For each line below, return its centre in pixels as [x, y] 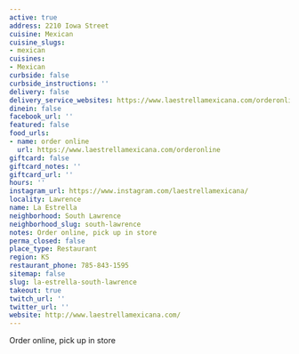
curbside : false [39, 76]
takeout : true [36, 290]
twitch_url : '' [37, 299]
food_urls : [29, 133]
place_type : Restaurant [53, 249]
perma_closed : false [48, 241]
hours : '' [28, 183]
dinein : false [36, 109]
